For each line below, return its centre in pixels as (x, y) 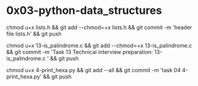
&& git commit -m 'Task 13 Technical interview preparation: (80, 51)
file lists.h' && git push (34, 33)
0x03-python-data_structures (84, 11)
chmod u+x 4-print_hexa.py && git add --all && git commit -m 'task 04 (94, 70)
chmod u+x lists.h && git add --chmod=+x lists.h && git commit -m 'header (99, 27)
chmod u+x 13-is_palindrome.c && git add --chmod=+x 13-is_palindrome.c (99, 45)
